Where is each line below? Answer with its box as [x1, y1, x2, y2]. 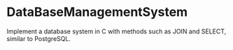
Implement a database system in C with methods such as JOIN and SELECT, [6, 27, 227, 35]
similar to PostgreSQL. [6, 34, 71, 42]
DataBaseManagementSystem [6, 4, 188, 20]
